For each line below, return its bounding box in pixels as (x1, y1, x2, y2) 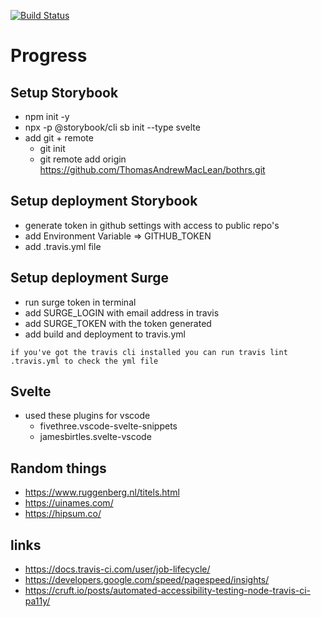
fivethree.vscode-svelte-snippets (39, 420, 178, 432)
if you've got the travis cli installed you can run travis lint (10, 347, 288, 357)
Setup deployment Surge (10, 270, 170, 287)
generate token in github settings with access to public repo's (24, 219, 280, 231)
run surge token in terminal (24, 296, 137, 308)
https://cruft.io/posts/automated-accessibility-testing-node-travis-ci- (24, 585, 312, 597)
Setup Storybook (10, 84, 119, 101)
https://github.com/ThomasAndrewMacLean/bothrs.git (39, 164, 266, 175)
